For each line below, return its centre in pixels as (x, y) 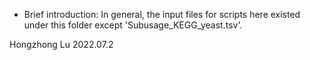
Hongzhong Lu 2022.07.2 (61, 44)
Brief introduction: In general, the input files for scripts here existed (162, 14)
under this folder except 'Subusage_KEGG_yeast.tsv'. (133, 25)
